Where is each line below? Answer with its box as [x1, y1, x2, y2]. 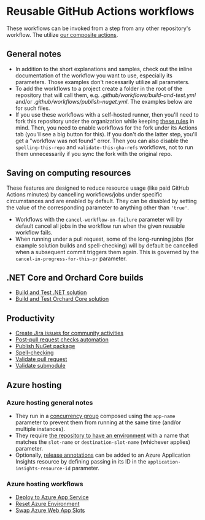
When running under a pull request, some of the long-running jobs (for [15, 235, 194, 243]
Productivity [6, 313, 55, 324]
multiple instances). [15, 425, 66, 432]
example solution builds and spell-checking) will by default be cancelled [15, 241, 198, 249]
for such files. [15, 104, 50, 112]
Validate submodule [15, 362, 66, 370]
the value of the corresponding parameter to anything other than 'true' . [6, 204, 189, 211]
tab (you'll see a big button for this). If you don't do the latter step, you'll [15, 130, 198, 138]
